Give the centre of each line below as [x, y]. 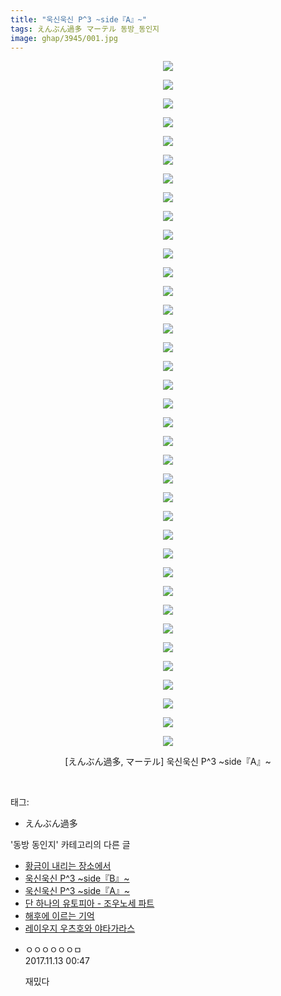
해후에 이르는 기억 [59, 916]
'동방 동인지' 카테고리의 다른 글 [70, 845]
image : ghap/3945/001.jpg [64, 38]
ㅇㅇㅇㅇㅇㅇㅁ [53, 950]
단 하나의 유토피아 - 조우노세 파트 [89, 903]
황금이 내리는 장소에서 [68, 866]
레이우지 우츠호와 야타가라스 [80, 928]
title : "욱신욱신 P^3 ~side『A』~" [78, 19]
